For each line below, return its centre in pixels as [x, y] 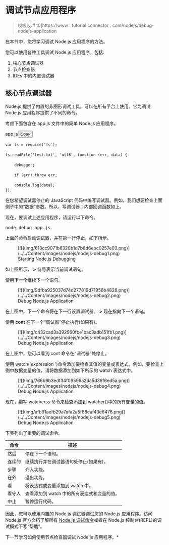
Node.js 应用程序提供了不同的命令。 [43, 112]
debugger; [25, 165]
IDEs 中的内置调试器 [33, 75]
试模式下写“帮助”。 [25, 526]
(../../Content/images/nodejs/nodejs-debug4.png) [69, 386]
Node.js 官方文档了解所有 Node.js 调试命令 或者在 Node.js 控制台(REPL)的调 [83, 520]
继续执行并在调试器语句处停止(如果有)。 [67, 462]
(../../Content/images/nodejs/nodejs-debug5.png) [69, 417]
